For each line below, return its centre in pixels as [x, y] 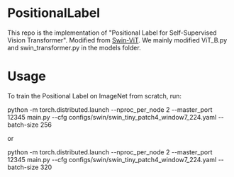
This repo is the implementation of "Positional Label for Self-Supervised [112, 33]
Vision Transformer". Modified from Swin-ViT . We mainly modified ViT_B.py [117, 40]
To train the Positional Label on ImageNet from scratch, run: [95, 96]
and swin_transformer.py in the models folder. [74, 47]
